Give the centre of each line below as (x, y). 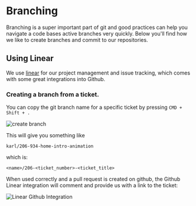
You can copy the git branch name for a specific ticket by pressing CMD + (94, 107)
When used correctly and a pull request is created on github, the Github (93, 179)
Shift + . (18, 113)
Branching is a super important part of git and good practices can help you (97, 27)
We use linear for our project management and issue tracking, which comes (98, 73)
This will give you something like (46, 136)
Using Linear (30, 58)
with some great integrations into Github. (56, 79)
